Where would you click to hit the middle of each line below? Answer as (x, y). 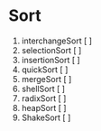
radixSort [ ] (44, 98)
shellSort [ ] (43, 89)
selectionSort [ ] (51, 50)
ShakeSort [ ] (46, 117)
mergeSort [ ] (46, 79)
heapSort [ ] (44, 108)
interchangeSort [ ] (56, 41)
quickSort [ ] (45, 70)
